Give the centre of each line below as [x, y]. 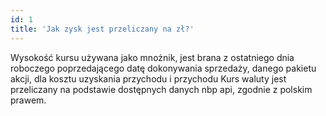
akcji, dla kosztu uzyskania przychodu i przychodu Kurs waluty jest [148, 78]
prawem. [28, 100]
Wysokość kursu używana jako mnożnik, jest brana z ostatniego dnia [152, 57]
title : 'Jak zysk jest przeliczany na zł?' [102, 29]
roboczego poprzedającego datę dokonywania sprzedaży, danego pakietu [163, 68]
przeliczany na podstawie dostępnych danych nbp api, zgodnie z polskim [161, 89]
